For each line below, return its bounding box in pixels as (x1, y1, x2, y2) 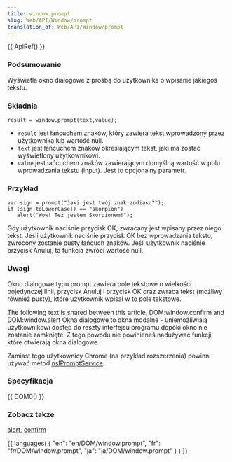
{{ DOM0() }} (7, 392, 45, 400)
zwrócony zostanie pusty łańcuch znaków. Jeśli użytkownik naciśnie (7, 239, 205, 247)
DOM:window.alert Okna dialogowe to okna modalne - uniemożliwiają (7, 316, 208, 324)
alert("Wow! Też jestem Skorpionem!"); (16, 211, 133, 219)
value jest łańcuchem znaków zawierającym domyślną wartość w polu (17, 158, 221, 167)
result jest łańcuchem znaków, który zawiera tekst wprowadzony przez (17, 129, 225, 137)
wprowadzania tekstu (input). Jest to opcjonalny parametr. (17, 166, 186, 174)
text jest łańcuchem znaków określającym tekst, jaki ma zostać (17, 143, 201, 152)
